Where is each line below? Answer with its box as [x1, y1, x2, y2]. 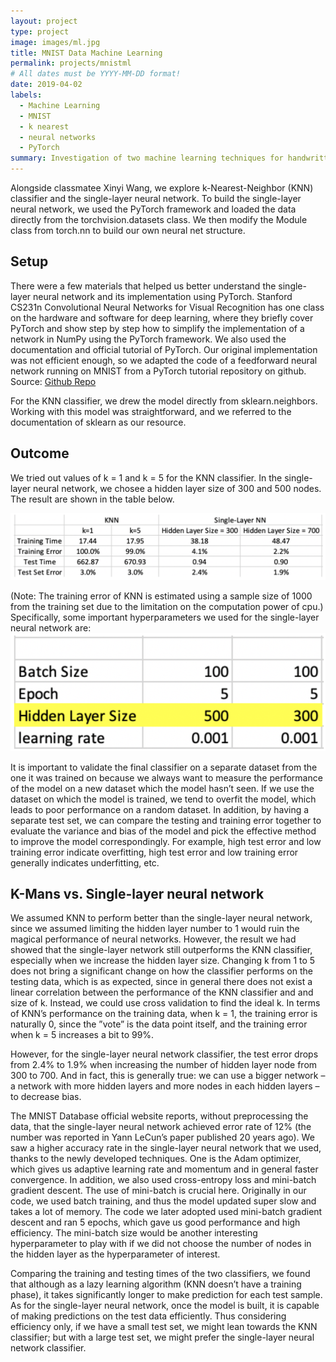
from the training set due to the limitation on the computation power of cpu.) [10, 601, 324, 613]
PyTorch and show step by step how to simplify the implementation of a [10, 322, 305, 334]
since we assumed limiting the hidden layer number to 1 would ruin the [10, 923, 300, 935]
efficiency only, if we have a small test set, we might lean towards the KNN [10, 1321, 318, 1333]
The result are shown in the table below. [10, 493, 175, 505]
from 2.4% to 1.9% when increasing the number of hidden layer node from [10, 1059, 318, 1071]
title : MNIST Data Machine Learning [10, 48, 163, 58]
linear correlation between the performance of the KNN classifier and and [10, 986, 314, 999]
